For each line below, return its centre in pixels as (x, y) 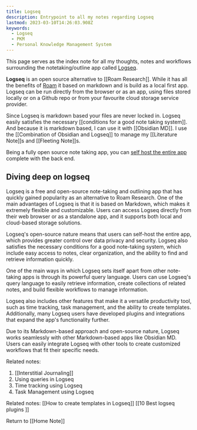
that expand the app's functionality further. (58, 320)
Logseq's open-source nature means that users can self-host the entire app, (99, 234)
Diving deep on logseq (48, 177)
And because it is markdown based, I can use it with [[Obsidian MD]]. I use (96, 128)
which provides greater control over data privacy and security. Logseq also (97, 240)
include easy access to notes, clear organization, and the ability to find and (97, 253)
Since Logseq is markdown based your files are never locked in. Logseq (93, 115)
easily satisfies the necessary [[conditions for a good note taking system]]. (97, 122)
